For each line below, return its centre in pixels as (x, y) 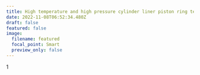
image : (14, 34)
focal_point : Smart (36, 45)
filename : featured (36, 39)
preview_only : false (37, 50)
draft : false (22, 22)
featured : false (26, 28)
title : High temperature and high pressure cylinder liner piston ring (97, 12)
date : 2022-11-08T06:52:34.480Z (46, 17)
